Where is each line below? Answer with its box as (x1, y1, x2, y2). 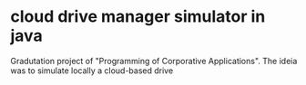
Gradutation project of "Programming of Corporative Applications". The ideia (10, 55, 298, 66)
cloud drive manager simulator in (10, 6, 266, 27)
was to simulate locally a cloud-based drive (10, 65, 174, 76)
